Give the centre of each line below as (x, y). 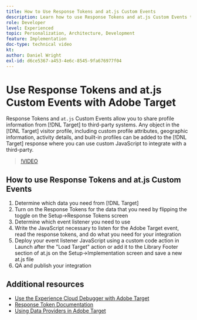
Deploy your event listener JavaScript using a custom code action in (97, 241)
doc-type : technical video (39, 45)
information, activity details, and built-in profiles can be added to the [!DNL (96, 137)
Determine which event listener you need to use (72, 222)
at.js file (24, 259)
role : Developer (26, 22)
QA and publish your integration (53, 266)
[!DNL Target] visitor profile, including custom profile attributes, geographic (97, 131)
